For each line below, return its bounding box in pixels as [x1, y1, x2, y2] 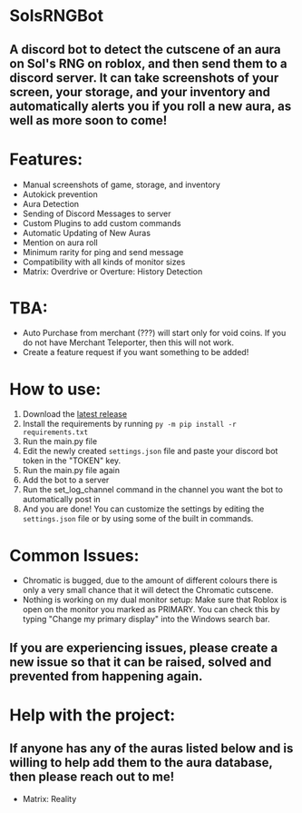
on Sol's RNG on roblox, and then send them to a [9, 55, 287, 71]
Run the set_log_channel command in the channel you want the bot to [22, 484, 284, 495]
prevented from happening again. [9, 669, 203, 684]
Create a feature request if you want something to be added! [22, 347, 249, 358]
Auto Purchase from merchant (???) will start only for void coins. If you [22, 328, 287, 339]
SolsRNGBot [9, 5, 104, 26]
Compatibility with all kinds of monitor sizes [22, 256, 186, 267]
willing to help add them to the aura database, [9, 755, 273, 770]
